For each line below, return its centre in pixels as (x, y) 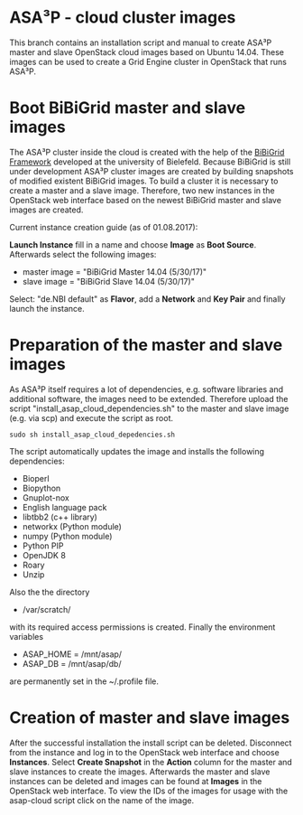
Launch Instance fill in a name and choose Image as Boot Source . (133, 244)
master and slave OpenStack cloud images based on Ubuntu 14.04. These (147, 52)
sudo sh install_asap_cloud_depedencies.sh (92, 435)
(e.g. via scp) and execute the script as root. (92, 417)
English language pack (64, 507)
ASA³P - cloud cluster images (123, 18)
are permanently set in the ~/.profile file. (84, 681)
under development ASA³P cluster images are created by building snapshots (151, 171)
